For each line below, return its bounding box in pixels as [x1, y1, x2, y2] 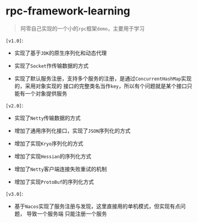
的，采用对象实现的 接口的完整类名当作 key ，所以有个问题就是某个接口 [14, 82, 187, 90]
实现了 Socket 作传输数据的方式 [14, 62, 89, 69]
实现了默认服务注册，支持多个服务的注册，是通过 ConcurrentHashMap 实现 [14, 75, 192, 82]
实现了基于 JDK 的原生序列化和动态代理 [14, 49, 107, 57]
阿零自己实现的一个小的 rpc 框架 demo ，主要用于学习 [20, 25, 145, 32]
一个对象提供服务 [25, 90, 67, 97]
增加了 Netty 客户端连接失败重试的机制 [14, 165, 107, 173]
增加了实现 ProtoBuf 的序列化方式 [14, 178, 94, 185]
